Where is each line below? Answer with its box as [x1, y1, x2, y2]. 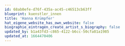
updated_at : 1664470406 [4, 34, 53, 39]
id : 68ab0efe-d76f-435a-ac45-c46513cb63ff [4, 7, 92, 12]
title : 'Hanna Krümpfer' [4, 16, 55, 21]
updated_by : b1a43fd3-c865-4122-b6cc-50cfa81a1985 [4, 29, 109, 34]
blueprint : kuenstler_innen [4, 11, 62, 16]
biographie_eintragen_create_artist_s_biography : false [4, 25, 120, 30]
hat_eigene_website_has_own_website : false [4, 20, 94, 25]
